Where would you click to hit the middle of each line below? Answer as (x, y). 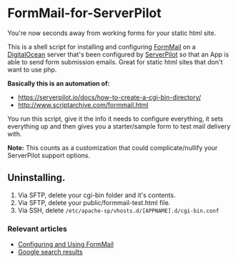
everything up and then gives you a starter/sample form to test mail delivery (119, 126)
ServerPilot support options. (49, 155)
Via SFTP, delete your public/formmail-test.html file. (94, 202)
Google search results (50, 252)
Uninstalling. (36, 178)
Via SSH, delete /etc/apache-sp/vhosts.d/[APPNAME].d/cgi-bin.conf (118, 210)
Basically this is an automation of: (59, 83)
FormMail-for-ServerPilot (85, 13)
